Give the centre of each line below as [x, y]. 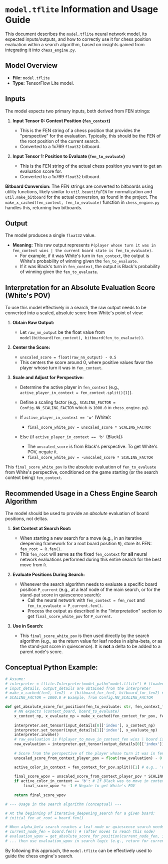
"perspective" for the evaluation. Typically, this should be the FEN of [90, 136]
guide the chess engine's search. [39, 856]
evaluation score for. [41, 171]
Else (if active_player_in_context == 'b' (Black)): [71, 437]
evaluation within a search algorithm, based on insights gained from [75, 44]
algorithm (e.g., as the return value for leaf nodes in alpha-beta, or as [91, 641]
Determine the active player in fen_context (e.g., [70, 387]
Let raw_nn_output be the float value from [62, 332]
